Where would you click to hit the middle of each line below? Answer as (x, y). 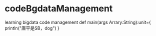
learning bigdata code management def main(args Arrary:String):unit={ (78, 22)
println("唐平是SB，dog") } (32, 28)
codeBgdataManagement (59, 9)
